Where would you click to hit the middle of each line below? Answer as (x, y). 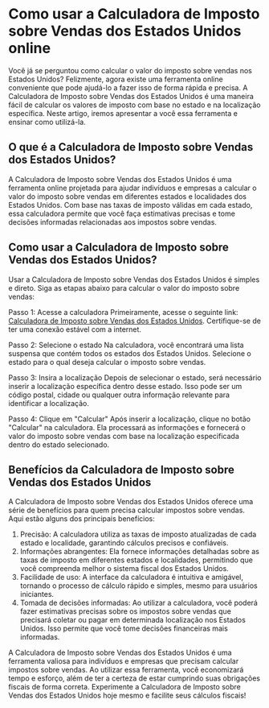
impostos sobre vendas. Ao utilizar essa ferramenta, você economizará (126, 670)
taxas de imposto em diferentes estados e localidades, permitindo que (136, 560)
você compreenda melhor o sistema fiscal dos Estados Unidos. (124, 569)
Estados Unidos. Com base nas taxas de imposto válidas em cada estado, (130, 205)
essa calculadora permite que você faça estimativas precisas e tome (122, 213)
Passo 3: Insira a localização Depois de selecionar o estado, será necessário (135, 377)
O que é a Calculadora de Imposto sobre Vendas (131, 147)
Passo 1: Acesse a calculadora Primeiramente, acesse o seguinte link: (123, 312)
